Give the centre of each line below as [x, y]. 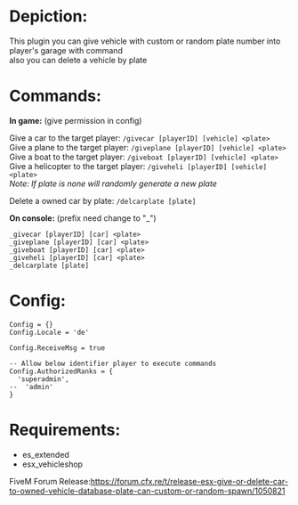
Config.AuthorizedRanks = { [61, 371]
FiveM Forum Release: [50, 481]
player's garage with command [66, 50]
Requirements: [65, 430]
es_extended [45, 454]
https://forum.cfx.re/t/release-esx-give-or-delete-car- [189, 481]
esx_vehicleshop [52, 464]
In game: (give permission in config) [76, 120]
